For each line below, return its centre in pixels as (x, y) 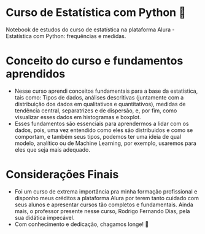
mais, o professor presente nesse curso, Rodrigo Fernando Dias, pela (102, 211)
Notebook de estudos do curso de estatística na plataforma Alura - (91, 29)
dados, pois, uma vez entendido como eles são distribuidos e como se (104, 130)
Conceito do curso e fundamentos (95, 61)
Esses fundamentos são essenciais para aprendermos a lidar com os (102, 123)
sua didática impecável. (44, 217)
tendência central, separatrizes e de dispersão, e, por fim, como (96, 111)
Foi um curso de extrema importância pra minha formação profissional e (106, 191)
